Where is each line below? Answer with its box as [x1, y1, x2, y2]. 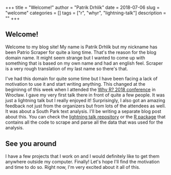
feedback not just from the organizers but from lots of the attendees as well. [5, 103, 166, 109]
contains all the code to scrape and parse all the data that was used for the [5, 119, 163, 125]
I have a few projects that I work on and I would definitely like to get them [5, 153, 160, 159]
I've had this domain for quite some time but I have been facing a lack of [5, 75, 158, 82]
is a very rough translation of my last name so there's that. [5, 65, 128, 71]
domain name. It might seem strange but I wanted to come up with [5, 54, 145, 61]
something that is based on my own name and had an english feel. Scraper [5, 60, 163, 66]
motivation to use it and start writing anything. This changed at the [5, 81, 146, 87]
